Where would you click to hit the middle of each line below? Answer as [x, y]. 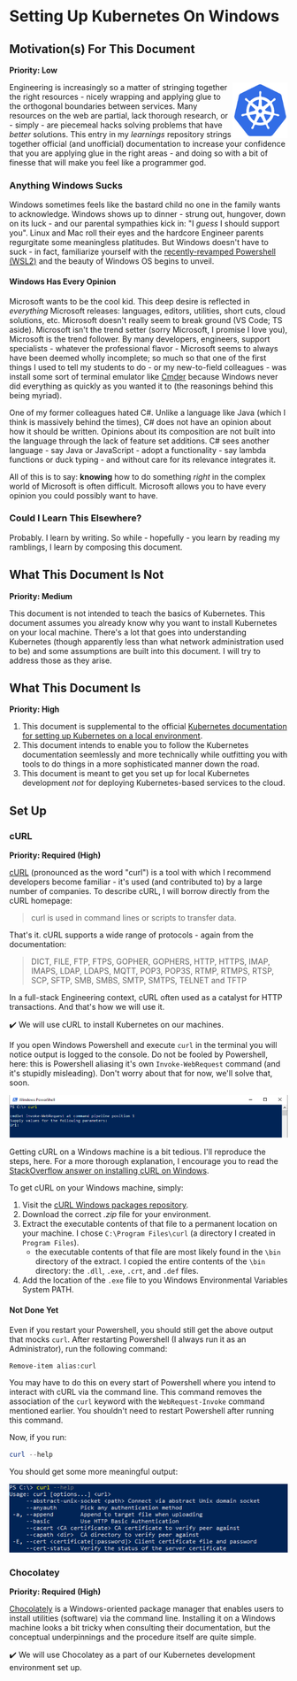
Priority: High [34, 709]
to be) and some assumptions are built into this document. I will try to [135, 651]
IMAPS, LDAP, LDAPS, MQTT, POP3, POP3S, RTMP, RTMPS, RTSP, [152, 971]
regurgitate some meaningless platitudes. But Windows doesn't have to [139, 243]
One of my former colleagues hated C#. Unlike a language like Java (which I [148, 413]
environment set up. [46, 1668]
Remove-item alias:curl [53, 1366]
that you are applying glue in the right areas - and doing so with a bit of [138, 153]
